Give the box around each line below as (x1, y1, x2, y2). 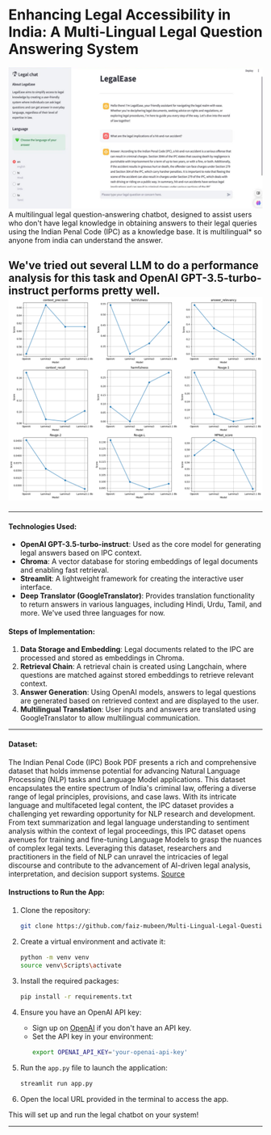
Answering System (8, 40, 140, 58)
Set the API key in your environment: (31, 1032, 154, 1041)
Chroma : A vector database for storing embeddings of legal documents (19, 557, 258, 566)
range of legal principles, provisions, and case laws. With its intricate (8, 792, 237, 801)
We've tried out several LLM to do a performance (8, 259, 260, 272)
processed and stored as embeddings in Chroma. (19, 653, 185, 663)
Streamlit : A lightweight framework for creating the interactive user (19, 574, 244, 583)
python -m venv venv (19, 953, 90, 961)
